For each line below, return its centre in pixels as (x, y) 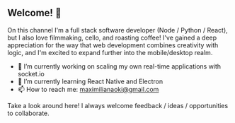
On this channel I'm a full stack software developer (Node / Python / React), (117, 30)
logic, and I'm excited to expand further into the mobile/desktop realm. (110, 52)
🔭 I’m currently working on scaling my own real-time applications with (119, 66)
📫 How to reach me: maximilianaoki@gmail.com (88, 89)
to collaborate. (28, 113)
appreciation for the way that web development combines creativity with (113, 45)
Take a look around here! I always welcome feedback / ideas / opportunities (118, 105)
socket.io (31, 74)
